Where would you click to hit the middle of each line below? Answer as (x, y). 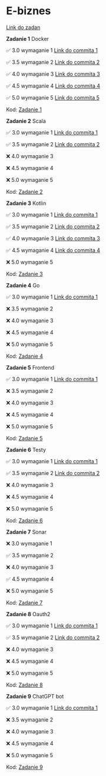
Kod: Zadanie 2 (24, 191)
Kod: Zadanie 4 (24, 356)
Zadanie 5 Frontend (30, 367)
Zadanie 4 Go (23, 285)
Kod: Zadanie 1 (24, 109)
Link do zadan (23, 27)
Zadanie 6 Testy (26, 450)
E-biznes (29, 11)
